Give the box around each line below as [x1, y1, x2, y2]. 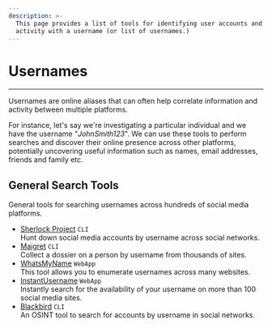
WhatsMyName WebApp [19, 258, 96, 268]
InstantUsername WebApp [19, 276, 102, 286]
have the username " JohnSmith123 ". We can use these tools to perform [8, 129, 247, 138]
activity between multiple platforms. [8, 104, 128, 114]
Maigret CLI [19, 241, 59, 251]
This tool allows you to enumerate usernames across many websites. [19, 267, 251, 277]
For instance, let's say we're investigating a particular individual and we [8, 121, 247, 130]
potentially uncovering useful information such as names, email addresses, [8, 147, 258, 156]
